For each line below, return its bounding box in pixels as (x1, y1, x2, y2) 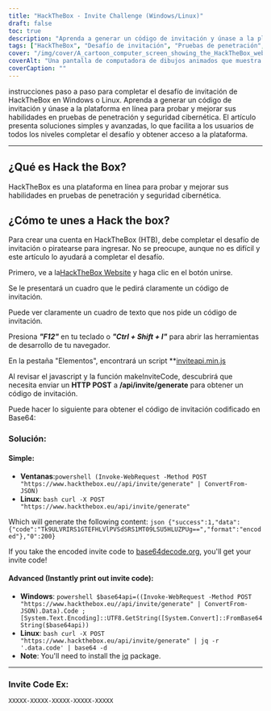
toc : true (8, 27, 42, 35)
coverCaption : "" (8, 65, 67, 73)
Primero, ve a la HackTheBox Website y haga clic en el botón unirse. (8, 268, 233, 278)
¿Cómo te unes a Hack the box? (8, 213, 171, 227)
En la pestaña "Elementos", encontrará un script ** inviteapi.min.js (8, 356, 227, 366)
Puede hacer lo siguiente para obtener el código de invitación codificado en (8, 404, 261, 414)
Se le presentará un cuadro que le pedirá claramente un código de (8, 283, 229, 293)
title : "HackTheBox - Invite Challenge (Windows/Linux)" (8, 11, 204, 20)
